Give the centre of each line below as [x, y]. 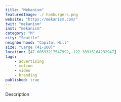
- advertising [29, 61]
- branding [26, 75]
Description [17, 94]
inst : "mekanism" [24, 29]
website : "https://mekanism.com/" [42, 19]
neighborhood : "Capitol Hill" [37, 43]
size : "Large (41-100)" [30, 47]
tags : [11, 57]
